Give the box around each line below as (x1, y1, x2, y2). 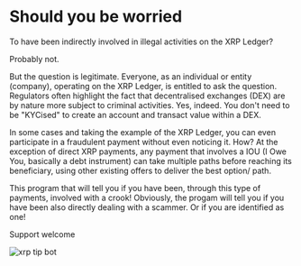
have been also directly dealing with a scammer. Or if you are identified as (9, 201, 285, 213)
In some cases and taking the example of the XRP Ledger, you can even (9, 126, 277, 137)
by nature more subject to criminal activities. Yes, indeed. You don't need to (9, 99, 290, 110)
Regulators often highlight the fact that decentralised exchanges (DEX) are (9, 90, 286, 101)
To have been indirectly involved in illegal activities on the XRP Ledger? (9, 36, 273, 47)
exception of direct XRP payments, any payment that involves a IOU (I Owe (9, 146, 287, 157)
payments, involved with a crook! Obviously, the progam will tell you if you (9, 192, 285, 203)
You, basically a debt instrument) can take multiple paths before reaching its (9, 155, 293, 166)
